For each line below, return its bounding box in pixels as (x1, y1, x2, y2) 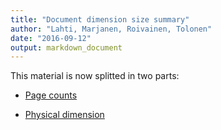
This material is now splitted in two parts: (10, 70, 180, 82)
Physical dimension (24, 109, 105, 121)
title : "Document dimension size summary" (10, 14, 190, 25)
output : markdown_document (10, 42, 123, 53)
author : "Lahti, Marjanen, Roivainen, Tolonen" (10, 24, 213, 34)
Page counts (24, 89, 78, 101)
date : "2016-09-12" (10, 33, 92, 43)
